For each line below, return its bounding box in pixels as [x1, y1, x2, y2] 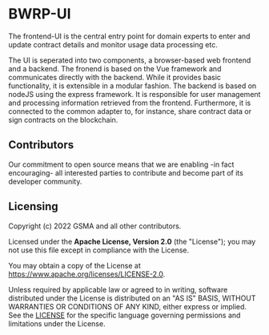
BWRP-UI [8, 5, 71, 23]
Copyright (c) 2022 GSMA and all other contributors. [8, 221, 182, 231]
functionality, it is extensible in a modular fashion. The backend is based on [8, 81, 257, 91]
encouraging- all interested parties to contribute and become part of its [8, 167, 244, 177]
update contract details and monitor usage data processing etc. [8, 39, 218, 49]
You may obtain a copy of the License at [8, 260, 142, 270]
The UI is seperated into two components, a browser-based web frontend [8, 55, 251, 65]
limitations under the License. [8, 318, 106, 329]
